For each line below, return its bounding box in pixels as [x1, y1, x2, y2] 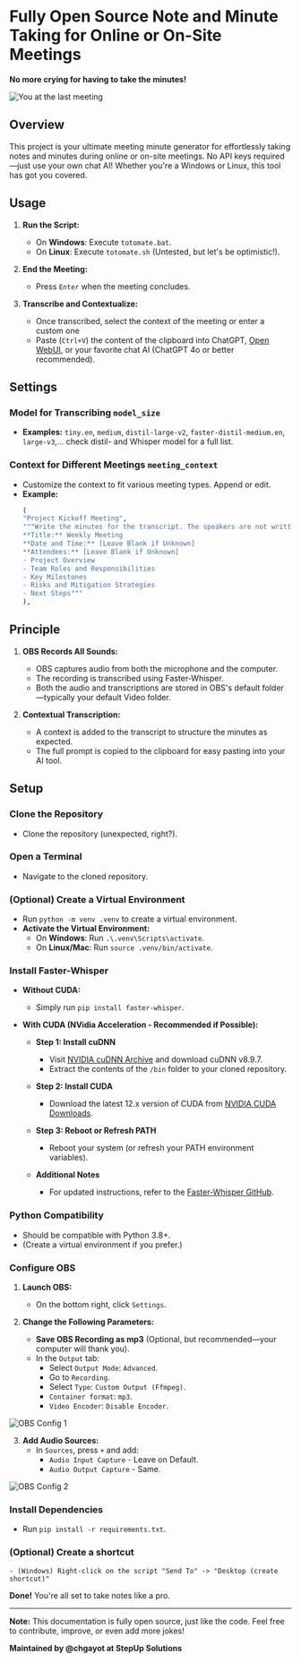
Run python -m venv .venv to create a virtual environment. [21, 913, 237, 924]
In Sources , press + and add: [35, 1444, 139, 1456]
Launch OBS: [21, 1282, 73, 1293]
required [254, 150, 285, 161]
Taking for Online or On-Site [9, 25, 222, 46]
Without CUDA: [21, 985, 81, 996]
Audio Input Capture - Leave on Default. [48, 1454, 199, 1465]
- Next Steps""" [21, 589, 83, 598]
